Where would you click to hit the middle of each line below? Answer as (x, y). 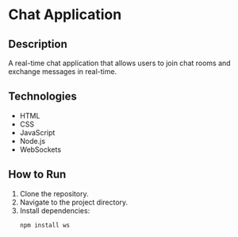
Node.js (33, 141)
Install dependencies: (55, 210)
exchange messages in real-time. (63, 72)
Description (38, 44)
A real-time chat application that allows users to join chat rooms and (120, 63)
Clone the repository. (54, 193)
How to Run (37, 175)
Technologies (43, 97)
